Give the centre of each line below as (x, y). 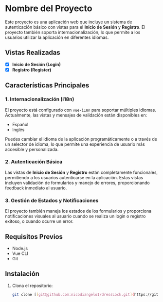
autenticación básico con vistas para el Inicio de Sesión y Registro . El (75, 27)
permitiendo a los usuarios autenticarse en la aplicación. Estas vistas (74, 177)
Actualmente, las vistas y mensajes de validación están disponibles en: (76, 115)
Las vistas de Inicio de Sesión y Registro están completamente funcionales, (81, 172)
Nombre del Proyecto (49, 8)
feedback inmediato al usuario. (36, 188)
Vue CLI (20, 253)
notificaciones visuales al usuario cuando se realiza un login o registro (75, 216)
